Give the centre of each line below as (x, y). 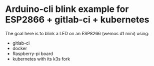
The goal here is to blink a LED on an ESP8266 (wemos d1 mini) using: (77, 33)
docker (20, 48)
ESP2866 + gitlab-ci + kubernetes (77, 20)
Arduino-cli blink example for (67, 9)
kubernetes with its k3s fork (41, 59)
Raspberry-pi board (33, 54)
